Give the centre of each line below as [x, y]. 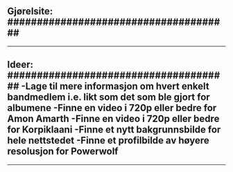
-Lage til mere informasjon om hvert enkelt [115, 86]
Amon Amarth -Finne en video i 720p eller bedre [113, 119]
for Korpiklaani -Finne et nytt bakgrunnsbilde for [114, 130]
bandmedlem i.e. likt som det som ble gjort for [109, 97]
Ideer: [20, 65]
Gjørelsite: [30, 11]
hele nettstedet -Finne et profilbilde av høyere [108, 140]
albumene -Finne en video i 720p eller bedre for [112, 108]
